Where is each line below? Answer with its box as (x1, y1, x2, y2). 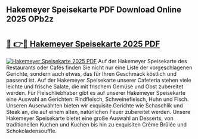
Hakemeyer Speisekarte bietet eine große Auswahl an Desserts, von (6, 115, 174, 122)
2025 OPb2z (6, 14, 54, 24)
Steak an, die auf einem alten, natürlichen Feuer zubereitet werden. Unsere (6, 109, 191, 115)
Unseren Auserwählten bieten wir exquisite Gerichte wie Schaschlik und (6, 102, 183, 109)
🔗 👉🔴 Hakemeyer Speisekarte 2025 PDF (6, 39, 160, 49)
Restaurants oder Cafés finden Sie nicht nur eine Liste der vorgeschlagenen (6, 64, 193, 71)
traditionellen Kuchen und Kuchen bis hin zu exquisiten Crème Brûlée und (6, 121, 187, 128)
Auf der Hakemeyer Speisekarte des (98, 58, 187, 64)
